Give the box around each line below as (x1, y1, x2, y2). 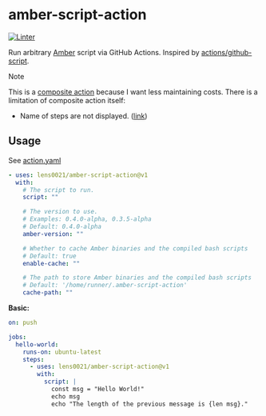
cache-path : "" (22, 289, 73, 297)
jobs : (8, 333, 26, 341)
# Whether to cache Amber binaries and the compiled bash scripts (22, 244, 248, 253)
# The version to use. (22, 208, 98, 216)
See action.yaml (8, 155, 62, 165)
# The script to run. (22, 186, 94, 194)
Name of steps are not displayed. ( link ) (19, 110, 148, 121)
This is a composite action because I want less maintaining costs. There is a (8, 86, 258, 97)
